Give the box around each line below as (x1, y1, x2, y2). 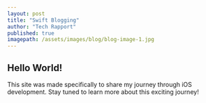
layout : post (7, 10, 45, 17)
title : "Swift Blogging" (7, 17, 80, 24)
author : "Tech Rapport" (7, 23, 77, 30)
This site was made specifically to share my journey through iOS (7, 80, 192, 88)
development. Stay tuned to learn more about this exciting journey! (7, 88, 199, 96)
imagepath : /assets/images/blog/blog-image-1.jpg (7, 36, 155, 43)
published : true (7, 29, 54, 37)
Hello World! (7, 62, 63, 74)
